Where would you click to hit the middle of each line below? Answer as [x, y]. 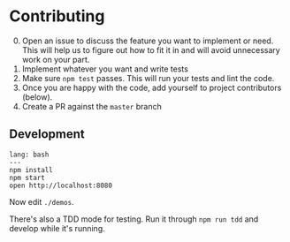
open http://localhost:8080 [61, 185]
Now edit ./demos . [42, 201]
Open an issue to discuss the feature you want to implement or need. [148, 41]
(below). [37, 97]
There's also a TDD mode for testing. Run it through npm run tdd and [134, 219]
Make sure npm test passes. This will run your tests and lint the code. [148, 78]
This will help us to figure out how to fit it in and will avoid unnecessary [151, 49]
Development [47, 134]
